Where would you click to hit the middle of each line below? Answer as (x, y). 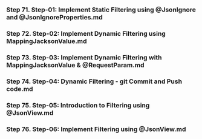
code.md (20, 89)
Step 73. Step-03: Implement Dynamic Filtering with (84, 57)
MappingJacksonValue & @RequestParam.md (75, 65)
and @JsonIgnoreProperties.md (54, 17)
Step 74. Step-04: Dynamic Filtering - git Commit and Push (94, 81)
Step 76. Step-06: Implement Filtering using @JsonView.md (96, 129)
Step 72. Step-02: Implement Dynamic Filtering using (86, 33)
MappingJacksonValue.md (47, 41)
